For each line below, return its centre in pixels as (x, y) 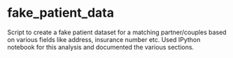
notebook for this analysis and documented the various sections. (101, 47)
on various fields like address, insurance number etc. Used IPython (104, 39)
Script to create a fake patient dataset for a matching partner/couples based (117, 32)
